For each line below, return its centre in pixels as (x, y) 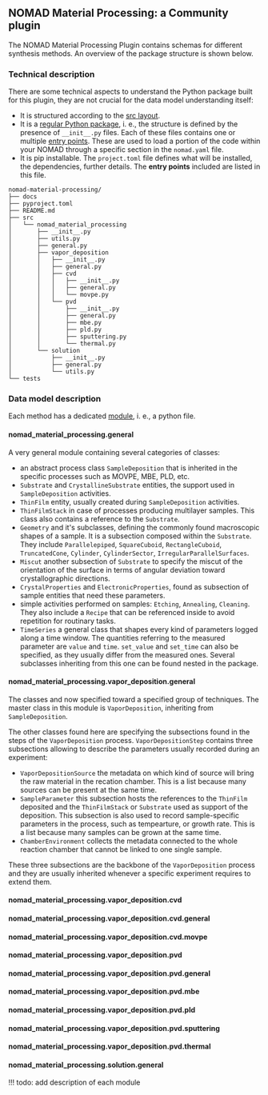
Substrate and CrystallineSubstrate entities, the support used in (127, 485)
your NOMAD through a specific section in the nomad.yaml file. (122, 150)
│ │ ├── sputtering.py (68, 337)
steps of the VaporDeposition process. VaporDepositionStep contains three (131, 740)
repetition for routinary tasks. (68, 621)
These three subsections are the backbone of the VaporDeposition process (132, 865)
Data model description (55, 399)
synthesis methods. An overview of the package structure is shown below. (131, 53)
